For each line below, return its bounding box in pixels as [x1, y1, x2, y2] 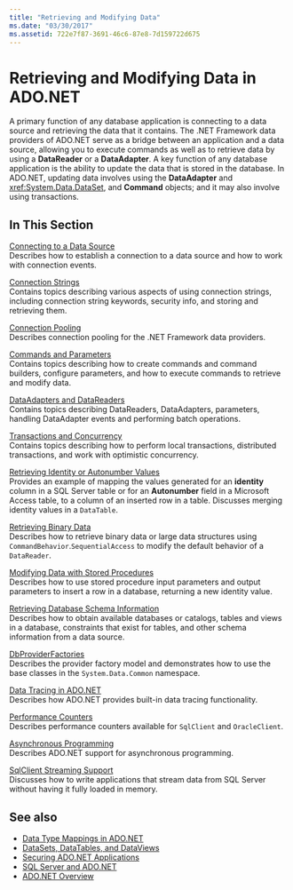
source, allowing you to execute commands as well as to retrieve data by [9, 144, 275, 155]
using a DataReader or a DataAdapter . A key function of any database [9, 154, 268, 164]
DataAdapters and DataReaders [9, 394, 125, 405]
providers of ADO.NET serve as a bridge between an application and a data [9, 135, 285, 146]
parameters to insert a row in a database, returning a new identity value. [9, 586, 273, 597]
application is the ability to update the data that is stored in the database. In [9, 163, 285, 174]
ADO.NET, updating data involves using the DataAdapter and [9, 172, 234, 183]
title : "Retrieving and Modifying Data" [9, 12, 162, 22]
